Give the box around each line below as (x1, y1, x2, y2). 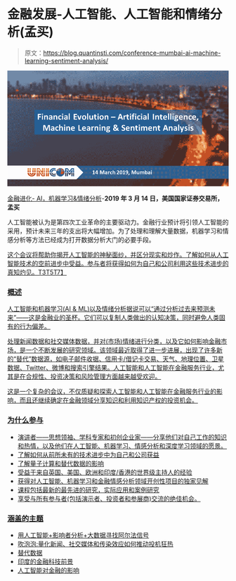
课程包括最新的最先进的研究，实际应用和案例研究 (17, 485, 159, 494)
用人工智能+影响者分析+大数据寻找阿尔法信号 (17, 531, 150, 539)
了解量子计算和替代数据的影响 (17, 459, 104, 468)
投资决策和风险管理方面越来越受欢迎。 (50, 372, 162, 381)
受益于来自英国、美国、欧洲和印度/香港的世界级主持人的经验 (17, 468, 192, 476)
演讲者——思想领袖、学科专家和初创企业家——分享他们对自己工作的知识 (17, 433, 227, 441)
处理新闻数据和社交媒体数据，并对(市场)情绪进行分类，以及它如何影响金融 (7, 337, 221, 345)
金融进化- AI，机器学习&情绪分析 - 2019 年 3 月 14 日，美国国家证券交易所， (7, 194, 223, 203)
